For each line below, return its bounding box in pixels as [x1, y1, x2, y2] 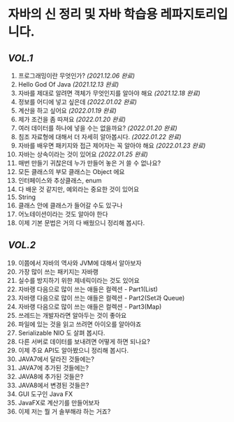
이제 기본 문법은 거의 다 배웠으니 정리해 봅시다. [17, 219, 145, 227]
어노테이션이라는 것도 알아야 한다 [17, 210, 108, 218]
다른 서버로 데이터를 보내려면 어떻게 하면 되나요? [17, 337, 151, 346]
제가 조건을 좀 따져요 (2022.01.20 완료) [17, 115, 126, 123]
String [17, 193, 36, 201]
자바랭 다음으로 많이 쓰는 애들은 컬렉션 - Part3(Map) [17, 302, 162, 311]
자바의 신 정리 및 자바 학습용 [8, 6, 158, 22]
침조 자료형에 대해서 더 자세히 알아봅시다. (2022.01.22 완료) [17, 133, 182, 140]
